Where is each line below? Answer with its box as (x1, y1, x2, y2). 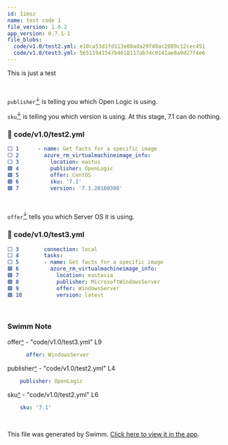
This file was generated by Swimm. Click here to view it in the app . (7, 430, 200, 439)
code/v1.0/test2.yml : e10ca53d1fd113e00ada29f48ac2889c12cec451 (13, 43, 206, 50)
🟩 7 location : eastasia (7, 272, 114, 279)
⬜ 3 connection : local (7, 245, 98, 253)
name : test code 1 (7, 17, 61, 24)
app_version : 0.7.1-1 (7, 30, 71, 37)
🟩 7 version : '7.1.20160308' (7, 184, 123, 192)
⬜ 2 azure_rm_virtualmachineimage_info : (7, 152, 151, 159)
